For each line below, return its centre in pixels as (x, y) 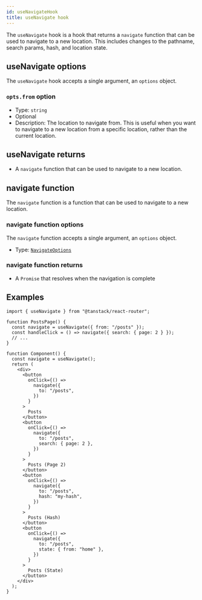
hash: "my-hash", (60, 496)
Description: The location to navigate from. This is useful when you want (105, 123)
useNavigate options (46, 66)
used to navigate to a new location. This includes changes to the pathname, (100, 41)
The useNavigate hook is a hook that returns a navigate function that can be (100, 34)
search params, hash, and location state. (57, 47)
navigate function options (45, 225)
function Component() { (36, 353)
